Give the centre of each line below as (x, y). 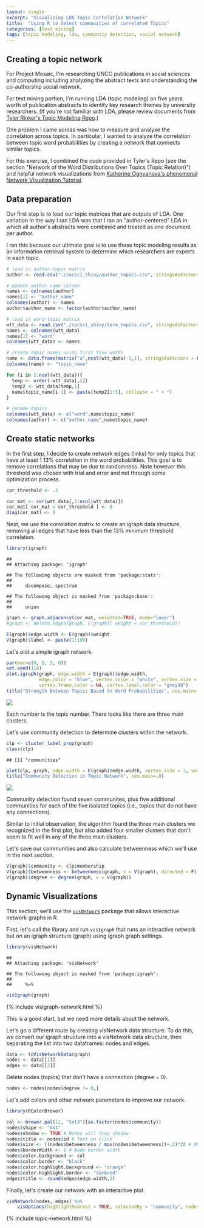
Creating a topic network (54, 59)
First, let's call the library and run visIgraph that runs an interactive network (101, 929)
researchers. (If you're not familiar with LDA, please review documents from (101, 111)
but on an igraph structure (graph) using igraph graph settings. (85, 936)
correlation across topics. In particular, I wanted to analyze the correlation (99, 136)
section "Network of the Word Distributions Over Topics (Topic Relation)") (99, 167)
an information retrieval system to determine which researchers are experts (101, 251)
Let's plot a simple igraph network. (49, 651)
